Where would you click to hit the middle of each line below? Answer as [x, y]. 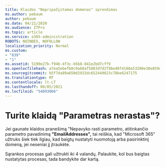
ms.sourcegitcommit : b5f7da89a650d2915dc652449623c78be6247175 [71, 73]
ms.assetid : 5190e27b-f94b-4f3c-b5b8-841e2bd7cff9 [58, 64]
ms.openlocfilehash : [26, 69]
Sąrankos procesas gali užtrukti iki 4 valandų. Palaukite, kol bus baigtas [77, 154]
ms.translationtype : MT [29, 78]
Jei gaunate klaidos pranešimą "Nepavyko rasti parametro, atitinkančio [77, 129]
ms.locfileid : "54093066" [31, 91]
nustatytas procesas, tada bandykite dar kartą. [52, 159]
